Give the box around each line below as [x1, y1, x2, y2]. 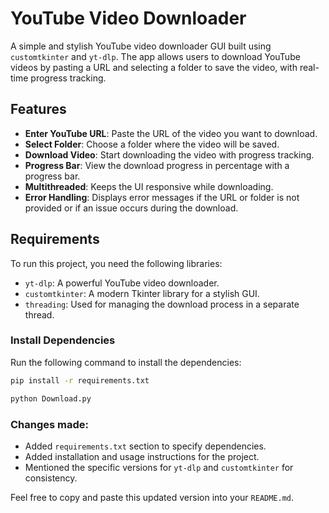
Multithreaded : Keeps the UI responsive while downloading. [24, 180, 274, 192]
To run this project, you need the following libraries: [10, 257, 223, 269]
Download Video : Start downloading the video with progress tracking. [24, 148, 315, 161]
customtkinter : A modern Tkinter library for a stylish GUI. [24, 287, 260, 299]
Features [10, 101, 67, 118]
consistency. [24, 472, 78, 484]
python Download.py [10, 393, 92, 404]
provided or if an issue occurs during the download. [24, 202, 239, 214]
